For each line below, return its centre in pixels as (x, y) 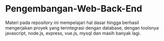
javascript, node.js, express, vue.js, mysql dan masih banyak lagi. (73, 33)
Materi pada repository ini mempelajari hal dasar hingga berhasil (72, 22)
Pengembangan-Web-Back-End (74, 9)
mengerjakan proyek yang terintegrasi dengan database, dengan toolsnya (82, 27)
